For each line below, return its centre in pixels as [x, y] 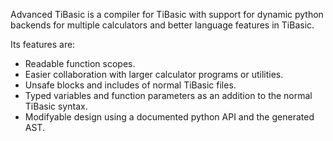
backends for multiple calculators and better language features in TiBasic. [162, 25]
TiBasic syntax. [56, 106]
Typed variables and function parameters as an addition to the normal [168, 95]
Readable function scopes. [80, 63]
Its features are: [43, 44]
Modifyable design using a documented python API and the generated [169, 117]
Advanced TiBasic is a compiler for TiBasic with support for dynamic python [167, 14]
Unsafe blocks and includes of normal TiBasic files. [130, 85]
